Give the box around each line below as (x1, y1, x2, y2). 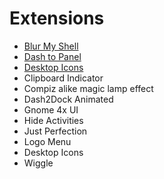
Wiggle (23, 157, 54, 169)
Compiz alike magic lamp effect (23, 82, 154, 94)
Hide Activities (23, 114, 84, 126)
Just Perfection (23, 125, 88, 137)
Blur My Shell (23, 40, 79, 52)
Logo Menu (23, 135, 72, 147)
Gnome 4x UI (23, 103, 79, 116)
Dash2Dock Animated (23, 93, 114, 105)
